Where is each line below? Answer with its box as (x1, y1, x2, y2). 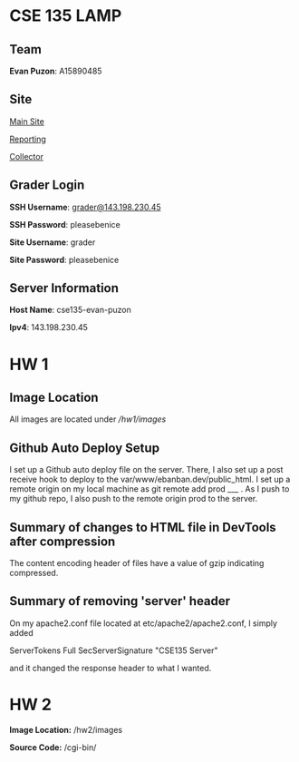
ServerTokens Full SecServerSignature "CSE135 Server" (9, 645, 218, 656)
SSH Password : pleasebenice (9, 219, 121, 230)
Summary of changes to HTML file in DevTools (9, 519, 276, 535)
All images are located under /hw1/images (9, 414, 167, 425)
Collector (9, 151, 43, 161)
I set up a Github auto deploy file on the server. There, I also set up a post (9, 464, 284, 475)
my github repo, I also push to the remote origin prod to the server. (9, 493, 258, 504)
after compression (9, 533, 116, 549)
